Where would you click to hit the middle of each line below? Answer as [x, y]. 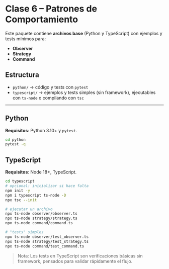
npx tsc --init [21, 200]
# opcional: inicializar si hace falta [47, 186]
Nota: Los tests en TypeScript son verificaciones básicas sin [80, 256]
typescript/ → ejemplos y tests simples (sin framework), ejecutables [84, 92]
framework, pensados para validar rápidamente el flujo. [75, 261]
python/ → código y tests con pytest [50, 87]
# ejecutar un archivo [29, 209]
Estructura [22, 75]
